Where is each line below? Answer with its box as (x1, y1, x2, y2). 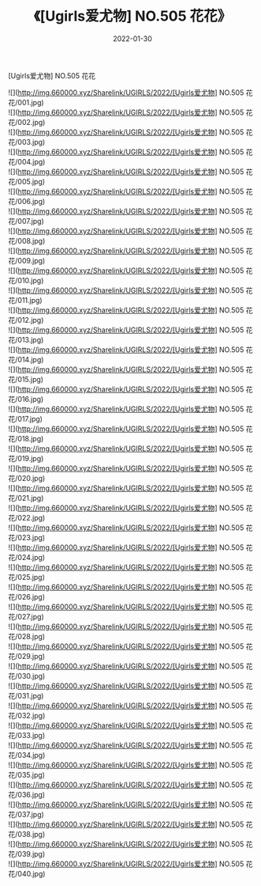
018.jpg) (17, 434, 44, 443)
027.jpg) (17, 611, 45, 621)
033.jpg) (17, 730, 46, 740)
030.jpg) (17, 671, 46, 680)
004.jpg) (17, 157, 46, 166)
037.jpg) (17, 809, 45, 819)
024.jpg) (17, 552, 46, 562)
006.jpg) (17, 196, 46, 206)
